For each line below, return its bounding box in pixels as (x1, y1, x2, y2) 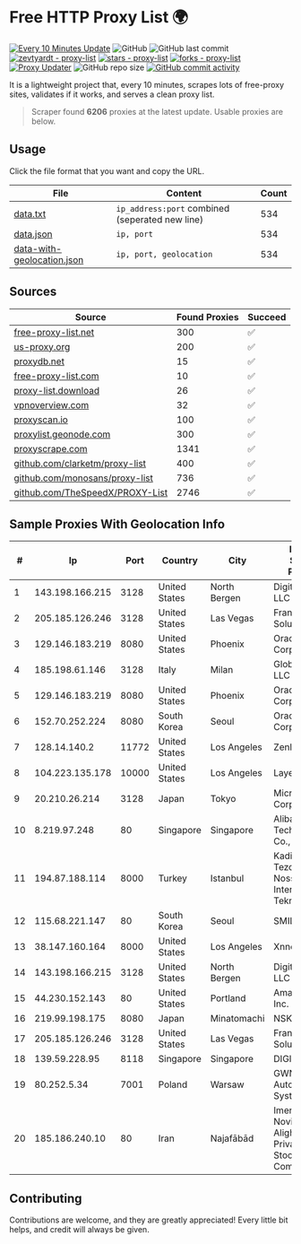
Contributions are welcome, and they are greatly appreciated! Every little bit (9, 1214, 288, 1225)
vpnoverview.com (13, 398, 90, 411)
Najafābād (210, 1132, 254, 1144)
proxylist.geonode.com (13, 428, 111, 440)
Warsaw (210, 1078, 245, 1091)
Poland (158, 1078, 188, 1091)
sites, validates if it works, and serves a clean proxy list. (9, 89, 215, 100)
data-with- (13, 242, 63, 255)
